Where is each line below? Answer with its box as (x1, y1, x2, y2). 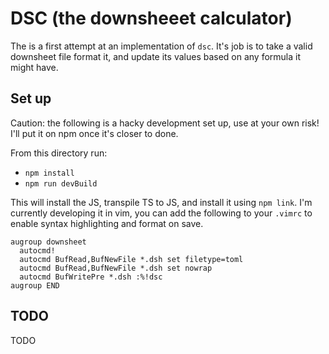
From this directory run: (10, 147, 108, 159)
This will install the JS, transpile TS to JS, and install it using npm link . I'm (10, 196, 313, 208)
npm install (24, 168, 75, 178)
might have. (10, 61, 59, 73)
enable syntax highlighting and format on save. (10, 217, 204, 229)
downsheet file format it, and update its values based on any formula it (10, 50, 302, 62)
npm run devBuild (24, 178, 98, 189)
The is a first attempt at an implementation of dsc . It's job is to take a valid (10, 40, 313, 52)
